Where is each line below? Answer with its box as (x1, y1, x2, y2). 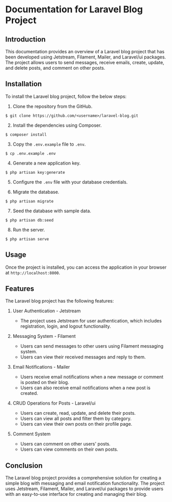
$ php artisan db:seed (5, 217, 54, 223)
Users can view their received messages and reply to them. (20, 354, 146, 360)
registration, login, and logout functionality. (20, 323, 111, 329)
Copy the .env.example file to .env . (12, 141, 86, 147)
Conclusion (5, 461, 43, 470)
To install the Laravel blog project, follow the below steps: (5, 93, 127, 99)
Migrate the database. (12, 189, 60, 195)
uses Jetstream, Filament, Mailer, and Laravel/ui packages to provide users (5, 486, 164, 492)
